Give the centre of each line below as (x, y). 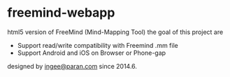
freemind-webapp (61, 13)
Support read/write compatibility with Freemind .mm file (98, 45)
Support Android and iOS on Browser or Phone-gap (92, 53)
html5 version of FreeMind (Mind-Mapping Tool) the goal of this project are (115, 32)
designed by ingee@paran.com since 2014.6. (72, 66)
